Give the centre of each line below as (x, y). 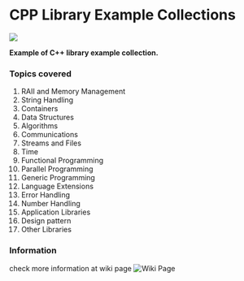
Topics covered (41, 73)
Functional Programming (62, 161)
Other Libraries (46, 230)
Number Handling (50, 204)
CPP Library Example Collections (123, 15)
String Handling (47, 100)
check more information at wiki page (71, 268)
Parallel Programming (57, 169)
